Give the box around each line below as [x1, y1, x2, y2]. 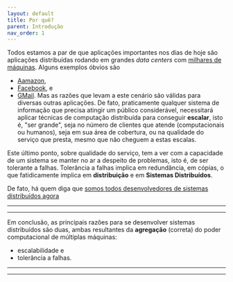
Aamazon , [17, 77, 46, 85]
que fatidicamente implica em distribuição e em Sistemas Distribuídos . [7, 171, 213, 179]
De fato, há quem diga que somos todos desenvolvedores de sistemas [7, 184, 209, 193]
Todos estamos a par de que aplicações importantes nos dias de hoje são [7, 49, 218, 57]
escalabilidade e [17, 247, 64, 255]
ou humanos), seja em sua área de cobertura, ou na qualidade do [17, 128, 205, 136]
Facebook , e [17, 84, 53, 92]
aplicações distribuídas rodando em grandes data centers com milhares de [7, 56, 222, 64]
